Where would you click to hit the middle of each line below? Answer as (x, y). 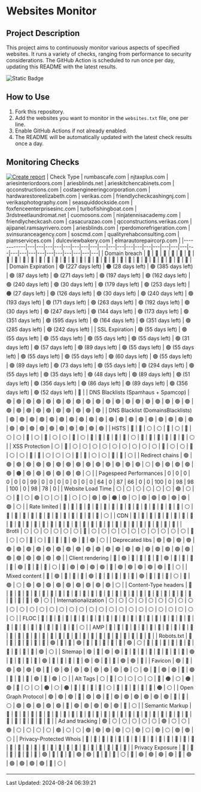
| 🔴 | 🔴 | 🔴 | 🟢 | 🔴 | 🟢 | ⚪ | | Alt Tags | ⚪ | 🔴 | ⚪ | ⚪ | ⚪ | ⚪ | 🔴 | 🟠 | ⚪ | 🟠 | (100, 678)
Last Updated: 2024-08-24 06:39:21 (51, 782)
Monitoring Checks (43, 162)
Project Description (43, 33)
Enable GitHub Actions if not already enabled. (71, 131)
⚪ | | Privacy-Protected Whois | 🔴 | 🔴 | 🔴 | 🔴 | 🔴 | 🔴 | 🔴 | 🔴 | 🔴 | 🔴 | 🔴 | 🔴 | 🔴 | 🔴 (100, 739)
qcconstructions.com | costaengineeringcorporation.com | (78, 189)
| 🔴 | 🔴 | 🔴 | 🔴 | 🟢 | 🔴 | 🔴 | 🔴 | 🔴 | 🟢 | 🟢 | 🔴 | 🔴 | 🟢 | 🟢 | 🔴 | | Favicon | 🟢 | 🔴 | (99, 660)
